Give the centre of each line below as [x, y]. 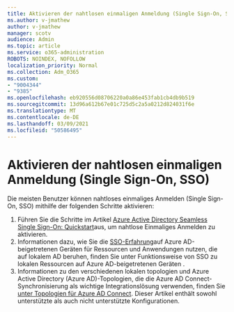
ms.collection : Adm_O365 [43, 72]
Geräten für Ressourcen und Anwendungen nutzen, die [138, 249]
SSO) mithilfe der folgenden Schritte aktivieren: [86, 206]
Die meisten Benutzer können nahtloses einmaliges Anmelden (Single [107, 198]
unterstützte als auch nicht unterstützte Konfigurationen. [98, 301]
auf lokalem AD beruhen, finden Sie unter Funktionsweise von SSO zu [117, 257]
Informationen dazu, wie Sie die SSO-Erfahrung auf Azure [100, 242]
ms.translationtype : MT [42, 111]
